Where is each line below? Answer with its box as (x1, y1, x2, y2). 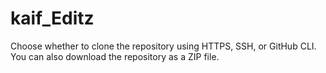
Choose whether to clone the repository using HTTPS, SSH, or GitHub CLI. (10, 40, 317, 52)
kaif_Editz (10, 7, 95, 30)
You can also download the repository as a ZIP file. (10, 50, 220, 62)
